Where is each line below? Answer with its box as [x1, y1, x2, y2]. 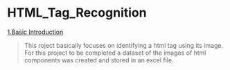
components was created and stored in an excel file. [24, 55, 174, 64]
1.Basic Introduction [7, 28, 64, 36]
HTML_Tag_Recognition [7, 5, 147, 21]
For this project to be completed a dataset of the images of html [24, 49, 206, 57]
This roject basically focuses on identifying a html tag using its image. [24, 41, 224, 49]
